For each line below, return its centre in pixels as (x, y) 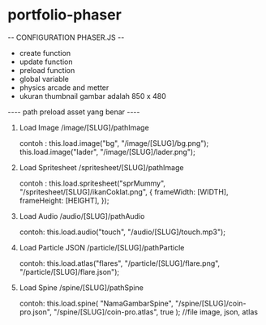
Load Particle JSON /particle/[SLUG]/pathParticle (102, 247)
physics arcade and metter (64, 88)
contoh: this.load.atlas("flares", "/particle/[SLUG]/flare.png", (120, 263)
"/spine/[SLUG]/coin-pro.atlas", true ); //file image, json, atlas (156, 312)
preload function (47, 70)
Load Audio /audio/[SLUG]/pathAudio (82, 216)
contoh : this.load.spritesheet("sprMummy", (92, 183)
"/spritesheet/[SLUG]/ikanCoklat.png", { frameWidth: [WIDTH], (124, 191)
